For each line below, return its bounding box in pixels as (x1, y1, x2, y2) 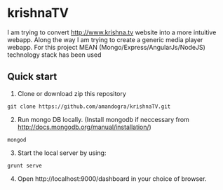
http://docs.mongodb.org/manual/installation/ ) (17, 123, 152, 131)
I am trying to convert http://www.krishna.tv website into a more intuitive (7, 28, 217, 36)
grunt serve (7, 162, 42, 169)
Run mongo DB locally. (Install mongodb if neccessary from (17, 115, 189, 123)
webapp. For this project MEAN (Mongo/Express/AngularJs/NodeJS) (7, 43, 205, 51)
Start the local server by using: (17, 149, 107, 157)
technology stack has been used (7, 50, 102, 59)
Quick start (7, 71, 58, 83)
